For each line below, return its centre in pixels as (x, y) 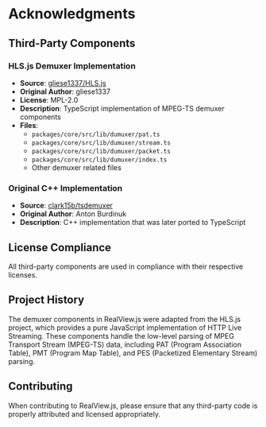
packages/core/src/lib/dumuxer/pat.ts (96, 134)
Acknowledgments (72, 14)
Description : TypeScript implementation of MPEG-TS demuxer (122, 108)
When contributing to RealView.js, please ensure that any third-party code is (133, 406)
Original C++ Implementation (66, 188)
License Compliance (60, 247)
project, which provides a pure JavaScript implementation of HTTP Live (125, 328)
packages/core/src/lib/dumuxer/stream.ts (101, 143)
